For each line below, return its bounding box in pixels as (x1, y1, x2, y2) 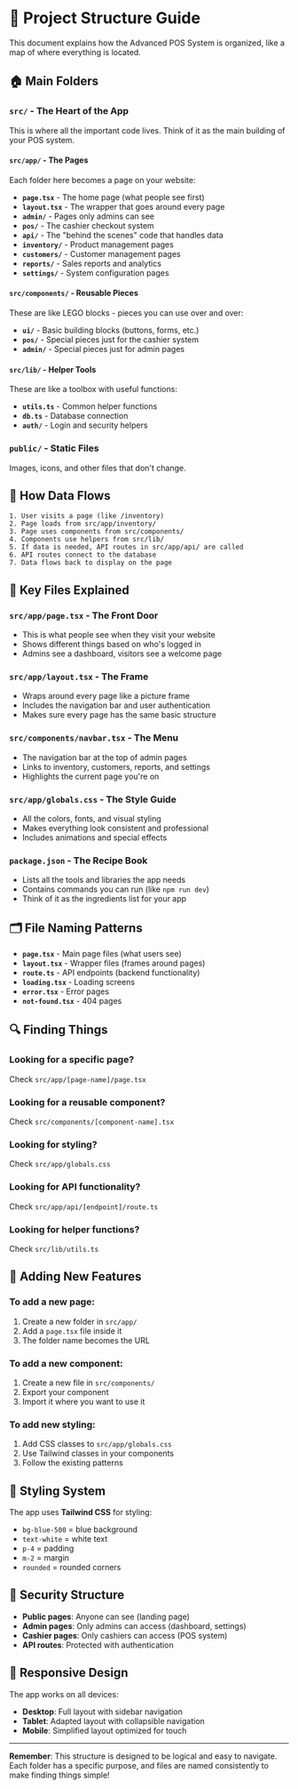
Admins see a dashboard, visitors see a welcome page (21, 648, 223, 659)
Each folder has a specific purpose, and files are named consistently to (9, 1760, 269, 1770)
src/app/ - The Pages (9, 155, 89, 165)
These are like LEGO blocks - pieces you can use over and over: (9, 308, 244, 318)
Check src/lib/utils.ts (9, 1243, 99, 1254)
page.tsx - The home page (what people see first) (21, 191, 206, 203)
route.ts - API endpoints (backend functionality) (21, 967, 200, 978)
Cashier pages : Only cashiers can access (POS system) (21, 1630, 228, 1641)
